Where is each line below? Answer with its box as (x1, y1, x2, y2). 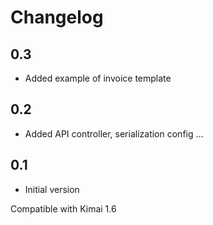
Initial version (24, 183, 80, 195)
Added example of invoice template (24, 72, 172, 84)
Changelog (10, 6, 104, 29)
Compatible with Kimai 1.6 (10, 202, 117, 215)
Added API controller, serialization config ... (24, 127, 204, 140)
